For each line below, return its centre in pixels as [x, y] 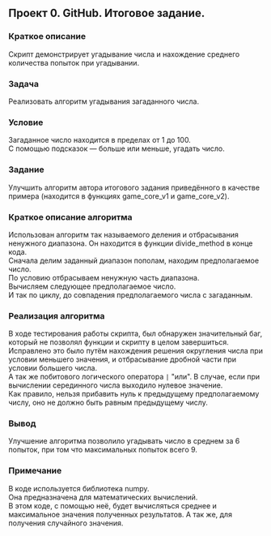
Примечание [35, 471]
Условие [26, 122]
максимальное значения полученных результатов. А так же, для [121, 514]
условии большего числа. [53, 368]
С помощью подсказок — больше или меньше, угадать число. [116, 148]
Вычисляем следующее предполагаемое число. [92, 286]
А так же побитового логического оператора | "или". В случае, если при [134, 377]
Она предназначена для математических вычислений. [103, 497]
